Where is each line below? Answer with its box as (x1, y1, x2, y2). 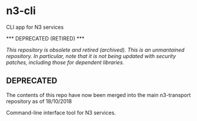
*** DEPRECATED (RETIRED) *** (6, 35, 85, 42)
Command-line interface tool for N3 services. (6, 109, 116, 116)
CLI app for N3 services (6, 23, 64, 31)
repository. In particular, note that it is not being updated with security (6, 52, 176, 59)
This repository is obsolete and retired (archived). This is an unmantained (6, 46, 185, 53)
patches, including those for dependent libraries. (6, 59, 125, 66)
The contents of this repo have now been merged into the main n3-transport (6, 91, 191, 98)
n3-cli (6, 4, 36, 18)
